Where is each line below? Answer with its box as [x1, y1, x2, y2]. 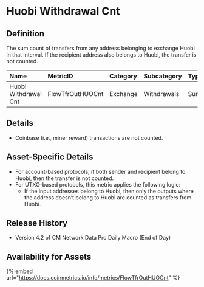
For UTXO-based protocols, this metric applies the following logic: [15, 181, 181, 188]
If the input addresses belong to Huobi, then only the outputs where [24, 187, 194, 195]
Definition [6, 29, 44, 39]
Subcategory [143, 72, 182, 80]
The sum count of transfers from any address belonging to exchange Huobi [6, 44, 195, 52]
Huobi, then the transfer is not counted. [15, 175, 114, 182]
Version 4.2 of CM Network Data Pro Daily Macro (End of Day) [15, 234, 171, 241]
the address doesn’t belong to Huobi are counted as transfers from [24, 193, 192, 201]
